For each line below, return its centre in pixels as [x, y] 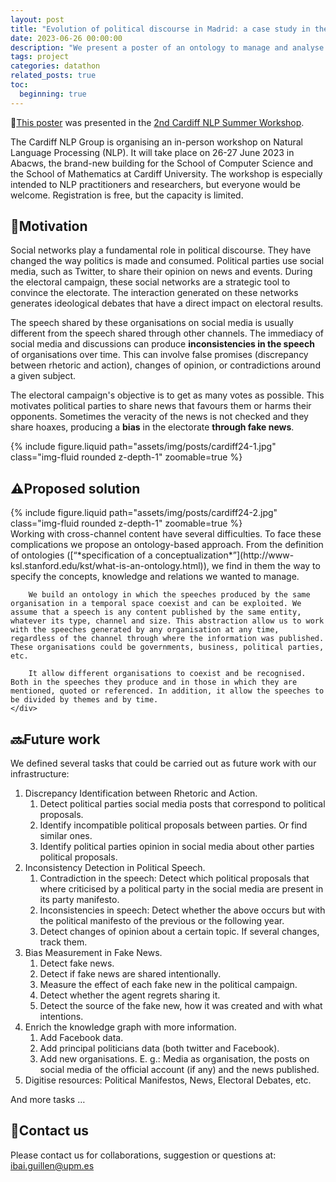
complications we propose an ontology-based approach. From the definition [167, 545]
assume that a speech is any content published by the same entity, [156, 612]
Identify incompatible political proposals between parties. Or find [173, 825]
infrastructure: [40, 774]
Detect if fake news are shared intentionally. [130, 974]
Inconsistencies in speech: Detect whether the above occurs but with [182, 910]
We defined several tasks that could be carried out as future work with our [163, 763]
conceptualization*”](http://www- [224, 555]
